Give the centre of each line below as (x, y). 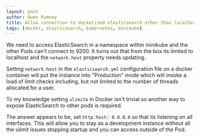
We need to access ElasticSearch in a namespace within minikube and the (97, 45)
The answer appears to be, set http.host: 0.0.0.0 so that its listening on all (99, 117)
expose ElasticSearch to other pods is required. (64, 106)
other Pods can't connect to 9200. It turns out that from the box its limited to (100, 51)
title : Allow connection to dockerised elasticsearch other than (89, 22)
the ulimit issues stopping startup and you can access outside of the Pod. (96, 130)
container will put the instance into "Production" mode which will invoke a (96, 75)
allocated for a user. (31, 88)
